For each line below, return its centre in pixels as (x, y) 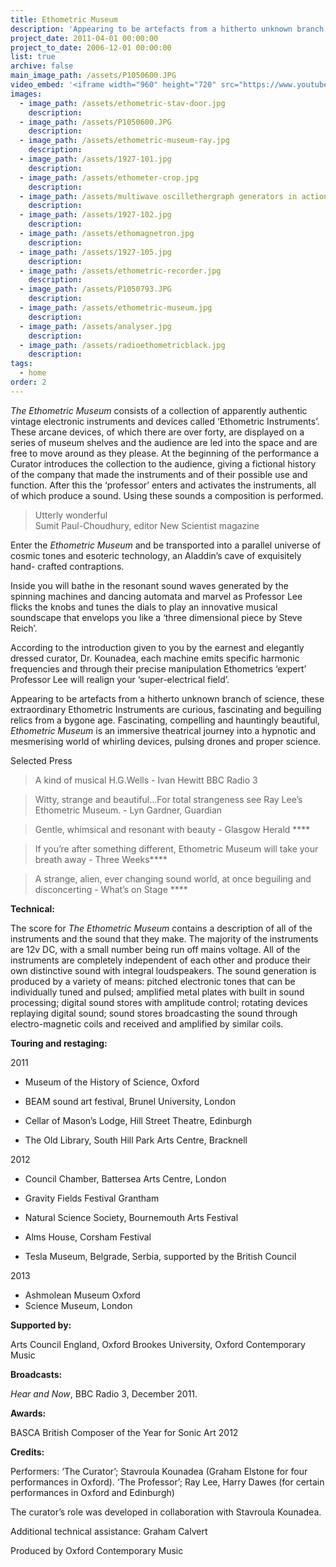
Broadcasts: (36, 1374)
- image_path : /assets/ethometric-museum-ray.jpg (124, 141)
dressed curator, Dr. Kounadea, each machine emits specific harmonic (155, 658)
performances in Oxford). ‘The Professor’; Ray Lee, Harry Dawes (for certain (167, 1482)
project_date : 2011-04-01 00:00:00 (84, 38)
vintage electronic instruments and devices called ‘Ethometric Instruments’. (165, 421)
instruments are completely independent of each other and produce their (161, 960)
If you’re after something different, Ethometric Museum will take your (176, 848)
